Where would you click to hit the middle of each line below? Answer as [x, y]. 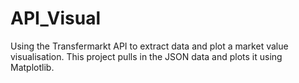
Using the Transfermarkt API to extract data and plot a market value [149, 46]
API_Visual [55, 18]
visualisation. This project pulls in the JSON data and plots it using [146, 56]
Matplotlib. [32, 67]
